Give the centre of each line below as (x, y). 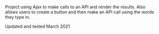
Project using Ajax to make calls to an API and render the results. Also (75, 7)
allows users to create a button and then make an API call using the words (79, 12)
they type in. (18, 17)
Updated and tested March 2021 (37, 26)
